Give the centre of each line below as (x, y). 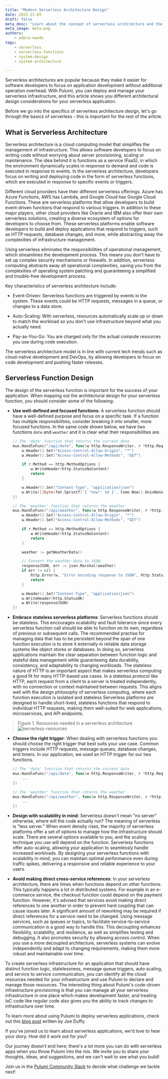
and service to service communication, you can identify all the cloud (76, 974)
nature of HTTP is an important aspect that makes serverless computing (87, 671)
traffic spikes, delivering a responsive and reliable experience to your (84, 864)
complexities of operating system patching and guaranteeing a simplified (80, 271)
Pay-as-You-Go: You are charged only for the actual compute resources (87, 337)
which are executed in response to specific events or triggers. (69, 182)
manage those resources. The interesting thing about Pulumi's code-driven (83, 985)
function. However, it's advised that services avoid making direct (79, 900)
